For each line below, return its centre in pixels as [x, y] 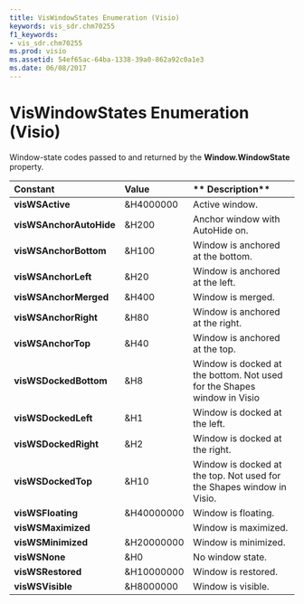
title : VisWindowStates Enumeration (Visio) [95, 18]
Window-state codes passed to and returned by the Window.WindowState [150, 157]
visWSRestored [48, 571]
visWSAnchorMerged [62, 297]
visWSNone [40, 557]
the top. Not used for [237, 476]
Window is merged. [234, 297]
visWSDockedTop [53, 481]
